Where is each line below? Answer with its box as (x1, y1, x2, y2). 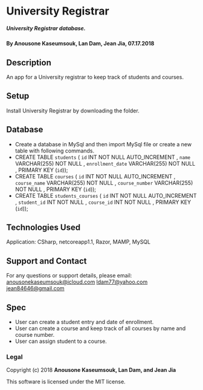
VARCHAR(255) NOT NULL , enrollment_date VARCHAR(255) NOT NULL (14, 160, 196, 167)
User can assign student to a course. (14, 337, 107, 345)
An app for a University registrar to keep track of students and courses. (6, 73, 184, 80)
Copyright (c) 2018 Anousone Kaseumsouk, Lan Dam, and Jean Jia (6, 366, 176, 374)
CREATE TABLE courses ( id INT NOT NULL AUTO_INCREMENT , (14, 172, 176, 180)
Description (6, 57, 51, 68)
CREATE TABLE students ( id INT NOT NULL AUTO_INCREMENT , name (14, 153, 191, 161)
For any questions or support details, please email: (6, 272, 132, 279)
